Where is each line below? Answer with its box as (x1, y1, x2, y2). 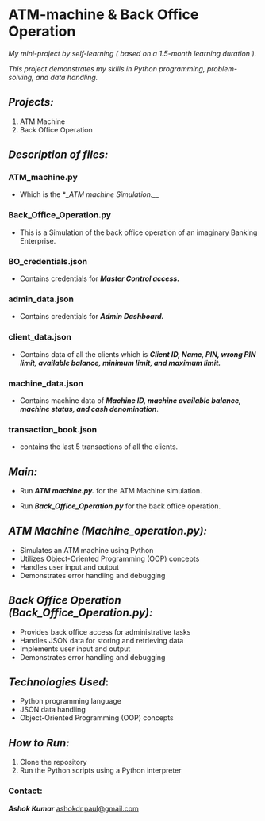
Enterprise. (19, 236, 56, 245)
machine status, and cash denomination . (19, 404, 159, 413)
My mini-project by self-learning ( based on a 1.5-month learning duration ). (8, 48, 257, 58)
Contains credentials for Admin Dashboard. (19, 312, 164, 321)
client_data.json (8, 332, 71, 343)
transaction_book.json (8, 424, 98, 435)
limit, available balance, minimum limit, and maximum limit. (19, 358, 221, 367)
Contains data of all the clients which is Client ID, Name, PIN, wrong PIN (19, 349, 256, 359)
